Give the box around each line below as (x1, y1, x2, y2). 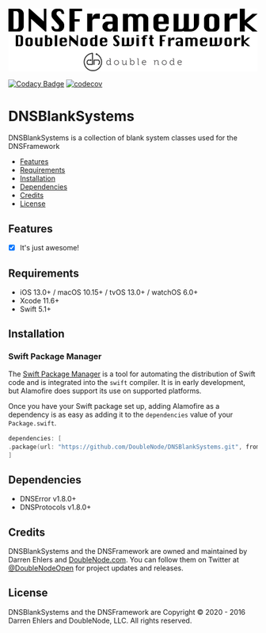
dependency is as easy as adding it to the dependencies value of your (8, 410, 234, 419)
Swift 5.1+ (19, 304, 51, 314)
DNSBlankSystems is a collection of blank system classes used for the (8, 133, 237, 143)
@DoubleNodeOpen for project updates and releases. (8, 563, 184, 573)
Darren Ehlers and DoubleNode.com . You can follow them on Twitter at (8, 555, 240, 565)
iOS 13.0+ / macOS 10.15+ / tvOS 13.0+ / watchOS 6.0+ (19, 288, 199, 297)
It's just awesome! (19, 243, 79, 253)
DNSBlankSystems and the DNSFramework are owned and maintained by (8, 547, 248, 556)
